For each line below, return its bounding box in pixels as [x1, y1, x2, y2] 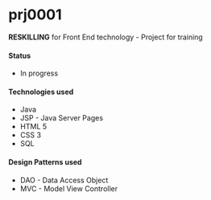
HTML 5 [19, 122, 48, 132]
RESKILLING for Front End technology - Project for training [8, 32, 203, 42]
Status [8, 51, 31, 60]
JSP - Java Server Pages [19, 113, 103, 123]
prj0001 [8, 6, 62, 24]
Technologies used [8, 87, 74, 96]
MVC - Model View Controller [19, 183, 118, 194]
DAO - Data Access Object [19, 175, 109, 185]
